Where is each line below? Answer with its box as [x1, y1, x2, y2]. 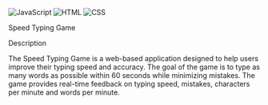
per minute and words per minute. [8, 87, 120, 97]
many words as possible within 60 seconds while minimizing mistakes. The [8, 71, 256, 80]
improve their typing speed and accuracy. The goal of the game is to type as [8, 62, 260, 72]
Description [8, 38, 46, 48]
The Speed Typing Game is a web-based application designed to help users [8, 54, 258, 63]
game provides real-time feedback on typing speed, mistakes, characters [8, 80, 250, 88]
